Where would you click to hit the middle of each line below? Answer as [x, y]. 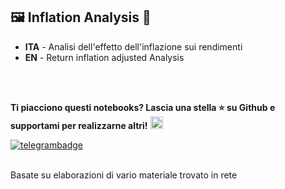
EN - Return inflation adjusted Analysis [104, 57]
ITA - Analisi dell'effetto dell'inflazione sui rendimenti [133, 46]
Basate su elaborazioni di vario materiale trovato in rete [124, 175]
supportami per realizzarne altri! [79, 125]
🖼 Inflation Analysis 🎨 [81, 17]
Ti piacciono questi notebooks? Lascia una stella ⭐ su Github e [143, 107]
